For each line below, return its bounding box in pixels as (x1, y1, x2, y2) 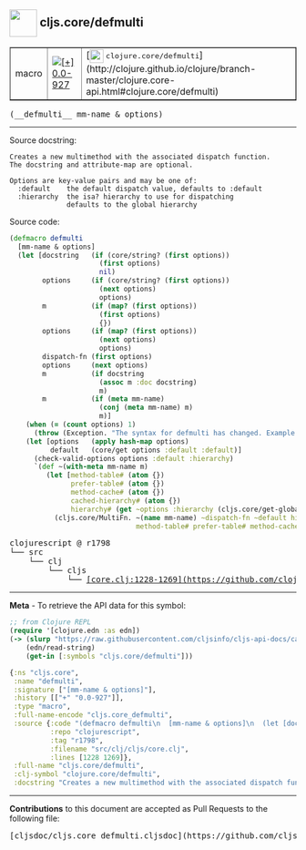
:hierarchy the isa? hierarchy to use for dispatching (17, 192, 234, 201)
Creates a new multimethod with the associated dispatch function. (9, 152, 271, 161)
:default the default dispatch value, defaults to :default (17, 184, 262, 193)
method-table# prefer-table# (135, 521, 247, 531)
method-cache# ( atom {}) (70, 488, 166, 497)
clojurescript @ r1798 (9, 538, 111, 548)
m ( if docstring (42, 369, 145, 378)
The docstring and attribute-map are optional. (9, 160, 194, 169)
